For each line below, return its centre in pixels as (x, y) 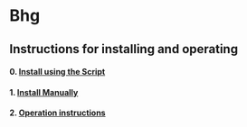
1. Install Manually (44, 92)
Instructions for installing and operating (123, 49)
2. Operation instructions (57, 113)
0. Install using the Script (57, 72)
